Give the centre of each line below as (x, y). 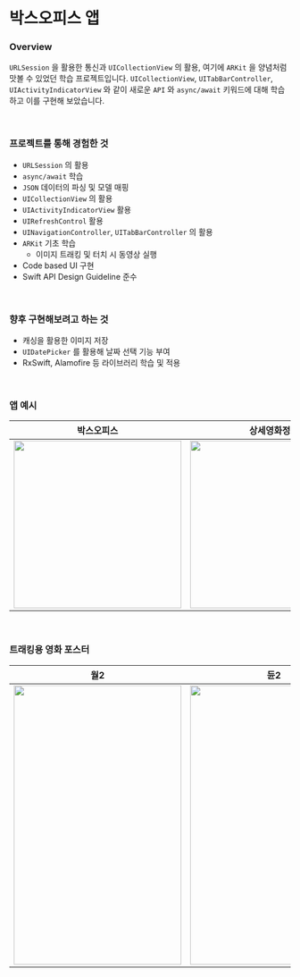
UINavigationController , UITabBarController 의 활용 (117, 232)
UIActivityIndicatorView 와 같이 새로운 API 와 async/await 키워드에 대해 (139, 89)
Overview (31, 47)
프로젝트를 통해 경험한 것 (59, 144)
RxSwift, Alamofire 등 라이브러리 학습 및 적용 (101, 363)
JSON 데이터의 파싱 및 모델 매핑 (75, 187)
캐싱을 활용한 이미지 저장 (65, 341)
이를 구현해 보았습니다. (65, 101)
